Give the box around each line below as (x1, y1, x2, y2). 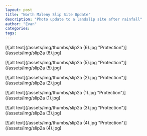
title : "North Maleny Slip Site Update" (5, 12, 91, 17)
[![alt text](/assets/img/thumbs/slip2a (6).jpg (5, 45, 97, 50)
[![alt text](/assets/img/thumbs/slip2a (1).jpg (5, 90, 96, 95)
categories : (5, 26, 30, 31)
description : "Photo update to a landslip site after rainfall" (5, 17, 142, 22)
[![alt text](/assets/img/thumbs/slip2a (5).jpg (5, 60, 97, 65)
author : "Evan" (5, 21, 37, 27)
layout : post (5, 7, 33, 13)
